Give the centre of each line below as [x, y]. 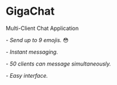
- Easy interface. [27, 75]
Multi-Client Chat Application [42, 28]
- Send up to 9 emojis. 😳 [37, 40]
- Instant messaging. [32, 52]
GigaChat [30, 11]
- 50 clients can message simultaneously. [58, 64]
